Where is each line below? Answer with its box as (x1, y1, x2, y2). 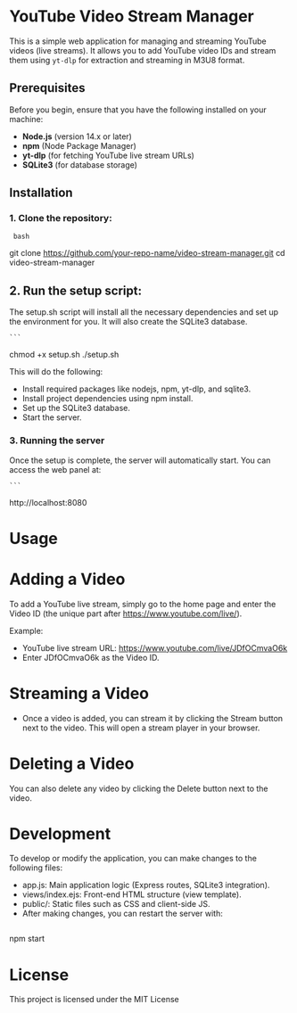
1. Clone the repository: (9, 212, 113, 225)
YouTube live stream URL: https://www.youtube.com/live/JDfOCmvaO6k (21, 642, 288, 653)
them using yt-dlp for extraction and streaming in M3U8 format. (9, 54, 245, 65)
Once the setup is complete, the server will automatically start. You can (9, 455, 271, 465)
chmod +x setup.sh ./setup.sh (9, 350, 120, 360)
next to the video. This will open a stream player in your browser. (21, 722, 260, 733)
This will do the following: (9, 366, 103, 377)
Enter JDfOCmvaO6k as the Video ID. (21, 652, 160, 663)
